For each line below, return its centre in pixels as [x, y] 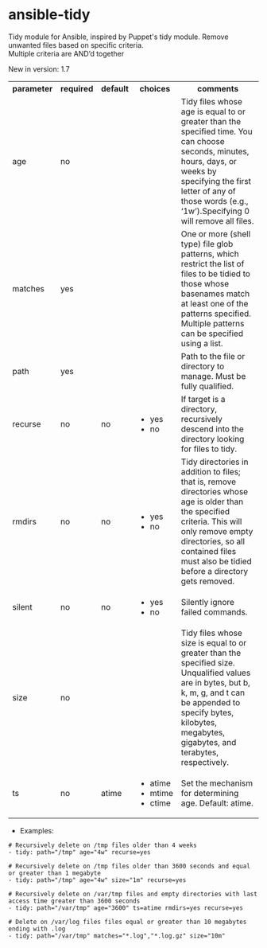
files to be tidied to [215, 274]
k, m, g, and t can [213, 692]
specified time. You [217, 131]
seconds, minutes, [215, 151]
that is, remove [209, 482]
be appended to [211, 702]
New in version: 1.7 [39, 68]
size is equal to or [214, 642]
